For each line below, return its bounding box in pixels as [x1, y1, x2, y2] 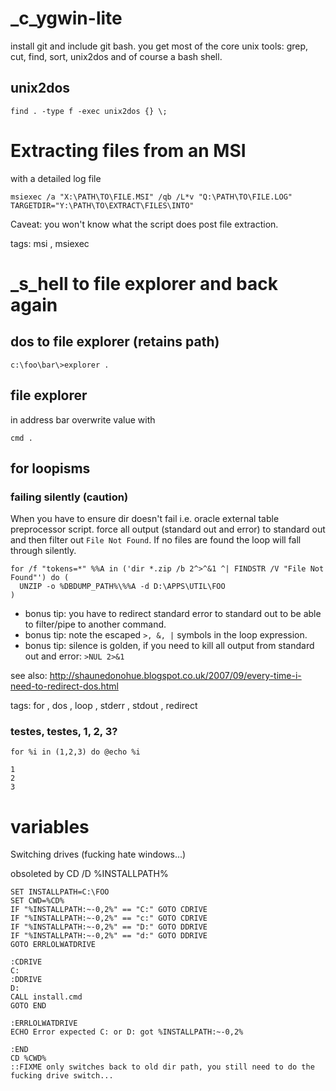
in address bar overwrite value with [10, 413, 156, 426]
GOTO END [10, 1001, 47, 1011]
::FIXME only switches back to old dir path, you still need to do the [10, 1062, 315, 1072]
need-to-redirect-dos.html [10, 680, 119, 692]
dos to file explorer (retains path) [10, 333, 220, 351]
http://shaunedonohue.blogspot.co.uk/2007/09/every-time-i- [49, 670, 302, 682]
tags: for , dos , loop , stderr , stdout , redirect [10, 700, 198, 712]
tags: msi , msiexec [10, 237, 90, 249]
